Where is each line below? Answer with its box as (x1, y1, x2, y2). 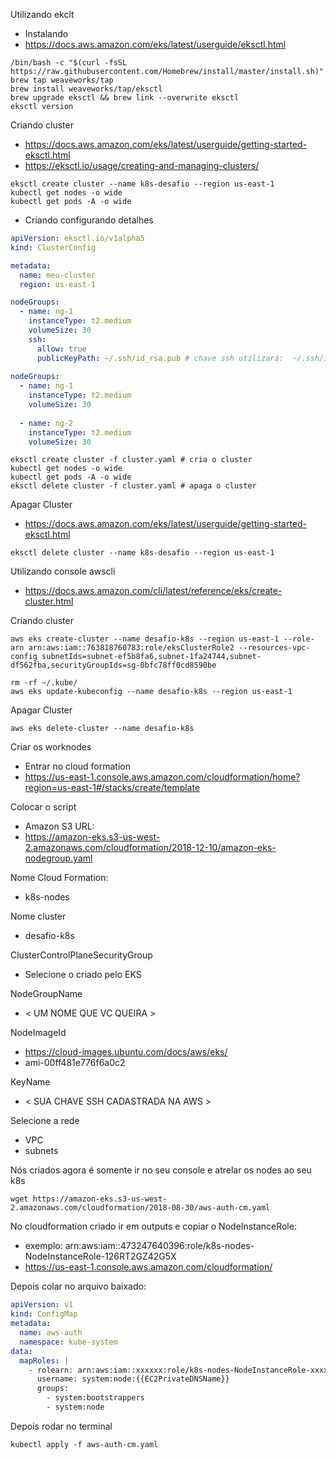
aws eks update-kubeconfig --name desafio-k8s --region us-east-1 (10, 687, 293, 697)
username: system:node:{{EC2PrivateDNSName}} (36, 1374, 230, 1384)
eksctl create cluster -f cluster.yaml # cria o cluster (10, 455, 253, 465)
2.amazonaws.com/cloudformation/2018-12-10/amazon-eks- (24, 842, 277, 854)
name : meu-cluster (19, 270, 97, 280)
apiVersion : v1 (10, 1300, 74, 1310)
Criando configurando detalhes (24, 214, 154, 226)
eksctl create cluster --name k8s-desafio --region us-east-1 (10, 179, 275, 189)
